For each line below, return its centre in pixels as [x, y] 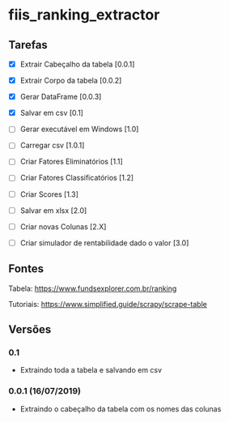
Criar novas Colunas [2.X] [63, 226]
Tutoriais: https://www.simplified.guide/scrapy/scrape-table [108, 304]
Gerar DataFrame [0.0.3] [61, 97]
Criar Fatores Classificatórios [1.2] [77, 178]
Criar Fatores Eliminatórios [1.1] [71, 162]
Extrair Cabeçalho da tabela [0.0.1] [77, 64]
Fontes [26, 269]
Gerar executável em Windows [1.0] [79, 129]
